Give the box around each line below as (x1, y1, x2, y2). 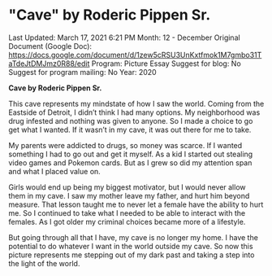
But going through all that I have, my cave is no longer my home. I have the (8, 232, 258, 242)
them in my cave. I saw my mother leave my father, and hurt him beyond (8, 191, 250, 200)
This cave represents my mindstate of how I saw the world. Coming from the (8, 99, 265, 108)
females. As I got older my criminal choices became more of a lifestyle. (8, 217, 246, 226)
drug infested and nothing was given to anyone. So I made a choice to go (8, 116, 253, 125)
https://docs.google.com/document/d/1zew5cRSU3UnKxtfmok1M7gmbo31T (8, 50, 262, 59)
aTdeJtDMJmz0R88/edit (8, 59, 90, 68)
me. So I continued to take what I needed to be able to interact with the (8, 208, 246, 217)
